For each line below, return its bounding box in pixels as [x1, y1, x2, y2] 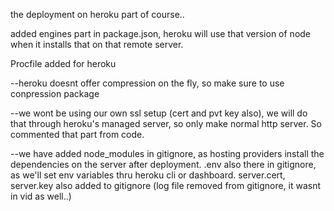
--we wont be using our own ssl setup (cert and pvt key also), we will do [10, 107, 308, 119]
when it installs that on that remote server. [10, 39, 184, 50]
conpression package [10, 88, 100, 99]
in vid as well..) [10, 190, 72, 202]
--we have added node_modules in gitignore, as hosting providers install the [10, 148, 325, 159]
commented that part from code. [10, 129, 145, 140]
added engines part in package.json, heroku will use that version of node [10, 28, 312, 39]
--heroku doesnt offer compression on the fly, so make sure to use [10, 77, 285, 89]
